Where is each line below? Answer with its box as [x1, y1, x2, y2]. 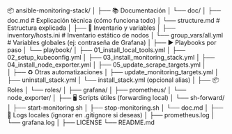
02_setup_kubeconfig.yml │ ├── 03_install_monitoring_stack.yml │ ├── [7, 53, 215, 61]
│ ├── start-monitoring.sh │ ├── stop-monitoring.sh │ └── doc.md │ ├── [7, 103, 224, 112]
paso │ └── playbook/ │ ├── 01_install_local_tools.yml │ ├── [7, 46, 186, 54]
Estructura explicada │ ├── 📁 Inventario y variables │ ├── [7, 24, 176, 32]
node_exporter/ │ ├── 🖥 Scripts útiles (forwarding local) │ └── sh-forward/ [7, 94, 225, 101]
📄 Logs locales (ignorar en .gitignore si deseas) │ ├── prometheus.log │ [7, 111, 215, 119]
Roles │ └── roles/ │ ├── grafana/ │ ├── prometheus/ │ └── [7, 86, 187, 94]
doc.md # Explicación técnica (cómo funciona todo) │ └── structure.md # [7, 17, 221, 24]
